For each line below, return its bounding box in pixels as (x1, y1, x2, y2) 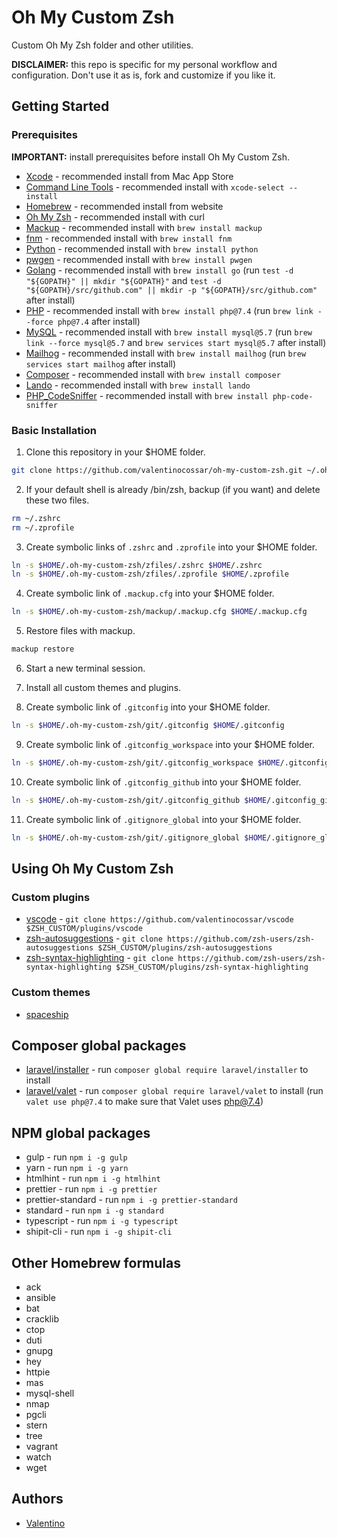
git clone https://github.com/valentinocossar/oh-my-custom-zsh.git (11, 465, 303, 475)
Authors (11, 1491, 64, 1508)
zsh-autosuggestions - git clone (25, 932, 163, 945)
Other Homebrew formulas (11, 1254, 181, 1271)
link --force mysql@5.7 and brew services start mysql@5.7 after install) (25, 336, 327, 348)
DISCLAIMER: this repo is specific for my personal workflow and (11, 58, 278, 70)
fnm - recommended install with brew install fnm (25, 232, 233, 244)
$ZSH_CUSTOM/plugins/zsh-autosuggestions (97, 943, 273, 953)
